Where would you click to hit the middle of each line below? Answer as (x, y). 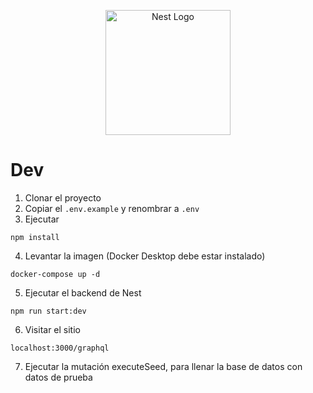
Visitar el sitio (52, 329)
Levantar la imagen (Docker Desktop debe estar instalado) (145, 256)
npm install (35, 237)
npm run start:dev (48, 311)
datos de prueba (58, 377)
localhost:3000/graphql (60, 348)
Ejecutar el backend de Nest (83, 292)
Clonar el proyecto (63, 197)
